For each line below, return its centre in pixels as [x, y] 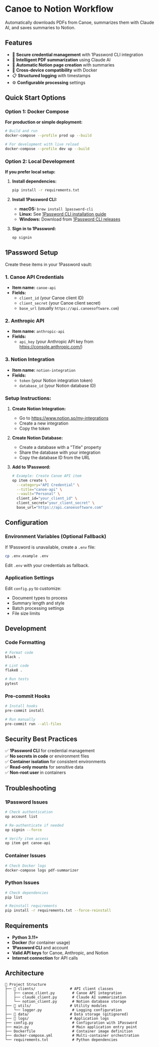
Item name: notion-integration [44, 370]
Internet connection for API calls [45, 958]
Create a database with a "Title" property [60, 447]
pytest [12, 684]
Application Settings [29, 578]
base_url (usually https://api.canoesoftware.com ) [69, 308]
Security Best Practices [41, 739]
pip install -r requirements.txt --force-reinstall [58, 910]
